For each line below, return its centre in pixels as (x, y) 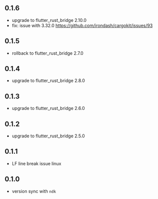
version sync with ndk (34, 191)
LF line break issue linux (37, 163)
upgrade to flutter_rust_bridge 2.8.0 (48, 81)
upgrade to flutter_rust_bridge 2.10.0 (49, 20)
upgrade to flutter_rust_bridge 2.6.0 (48, 108)
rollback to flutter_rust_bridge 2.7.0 (48, 53)
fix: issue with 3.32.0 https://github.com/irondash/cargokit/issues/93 (82, 25)
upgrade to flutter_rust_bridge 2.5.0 (48, 136)
